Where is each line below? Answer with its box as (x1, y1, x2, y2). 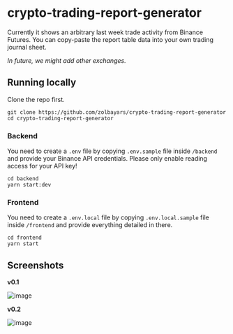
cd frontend (7, 234, 42, 242)
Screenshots (7, 259, 64, 271)
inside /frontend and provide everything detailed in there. (7, 221, 173, 229)
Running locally (7, 77, 77, 89)
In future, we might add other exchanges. (7, 56, 127, 64)
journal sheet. (7, 43, 47, 51)
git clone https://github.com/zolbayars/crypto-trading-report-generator (7, 108, 227, 116)
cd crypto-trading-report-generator (7, 115, 114, 122)
